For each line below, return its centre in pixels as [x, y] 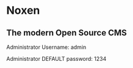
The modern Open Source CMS [66, 33]
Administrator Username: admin [46, 47]
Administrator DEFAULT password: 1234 [56, 59]
